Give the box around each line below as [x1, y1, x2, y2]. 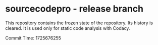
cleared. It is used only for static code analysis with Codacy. [5, 25, 130, 31]
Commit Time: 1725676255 [5, 35, 62, 41]
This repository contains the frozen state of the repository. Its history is [5, 20, 153, 26]
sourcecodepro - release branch [5, 3, 144, 15]
